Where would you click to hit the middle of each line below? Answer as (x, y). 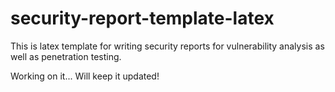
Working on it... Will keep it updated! (85, 76)
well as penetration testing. (66, 56)
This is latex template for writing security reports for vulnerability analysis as (167, 46)
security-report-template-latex (142, 18)
